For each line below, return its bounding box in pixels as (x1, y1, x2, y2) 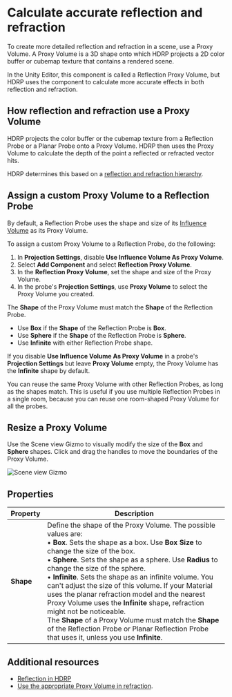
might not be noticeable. (47, 607, 126, 616)
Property (10, 509, 41, 519)
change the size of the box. (47, 546, 136, 556)
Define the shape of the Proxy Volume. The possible (47, 520, 216, 530)
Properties (7, 488, 54, 500)
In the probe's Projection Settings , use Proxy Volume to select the (17, 282, 209, 291)
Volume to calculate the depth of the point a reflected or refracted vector (7, 149, 215, 157)
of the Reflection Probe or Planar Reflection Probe (47, 624, 209, 633)
